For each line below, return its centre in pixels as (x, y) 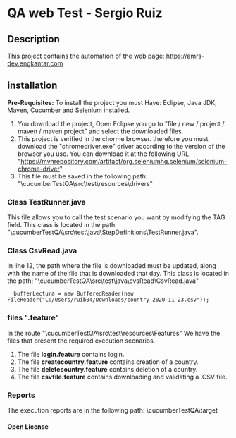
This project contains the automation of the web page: (86, 56)
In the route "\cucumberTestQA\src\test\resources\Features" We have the (114, 333)
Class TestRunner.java (46, 202)
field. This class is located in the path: (62, 225)
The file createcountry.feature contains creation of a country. (108, 362)
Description (33, 39)
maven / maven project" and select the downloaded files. (100, 131)
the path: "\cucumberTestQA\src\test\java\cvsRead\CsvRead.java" (103, 281)
